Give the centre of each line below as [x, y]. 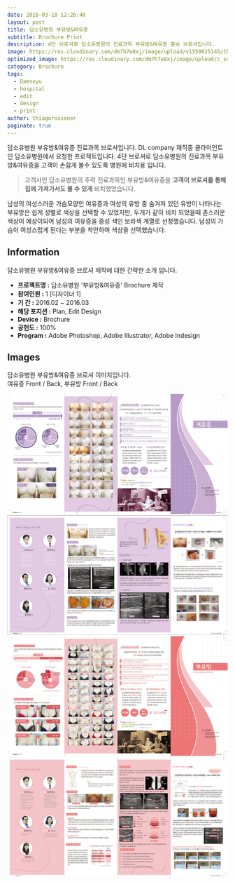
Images [24, 357]
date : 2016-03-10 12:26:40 [47, 15]
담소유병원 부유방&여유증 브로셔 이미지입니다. [69, 375]
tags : [15, 74]
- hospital [29, 89]
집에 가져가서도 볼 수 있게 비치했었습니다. [80, 189]
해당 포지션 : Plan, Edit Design [59, 311]
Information [34, 252]
